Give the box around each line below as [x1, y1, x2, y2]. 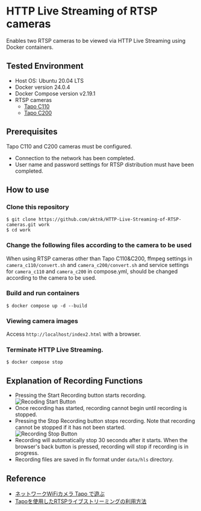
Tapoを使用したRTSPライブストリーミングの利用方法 [14, 498, 147, 505]
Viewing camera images [6, 317, 78, 325]
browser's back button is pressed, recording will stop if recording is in [14, 443, 188, 451]
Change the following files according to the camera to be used [6, 241, 192, 249]
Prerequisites [6, 127, 58, 137]
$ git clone [6, 216, 36, 223]
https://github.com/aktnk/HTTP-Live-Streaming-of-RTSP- [38, 216, 182, 223]
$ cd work [6, 227, 31, 233]
